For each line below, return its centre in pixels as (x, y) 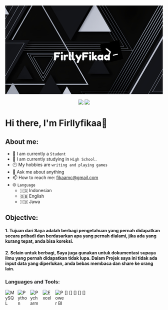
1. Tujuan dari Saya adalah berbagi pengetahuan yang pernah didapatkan (82, 230)
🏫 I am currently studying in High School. (55, 159)
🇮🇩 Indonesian (36, 190)
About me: (22, 142)
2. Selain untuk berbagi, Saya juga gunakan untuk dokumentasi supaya (80, 253)
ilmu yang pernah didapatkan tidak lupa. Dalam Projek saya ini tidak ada (81, 258)
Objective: (22, 218)
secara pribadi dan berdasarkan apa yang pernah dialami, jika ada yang (81, 236)
